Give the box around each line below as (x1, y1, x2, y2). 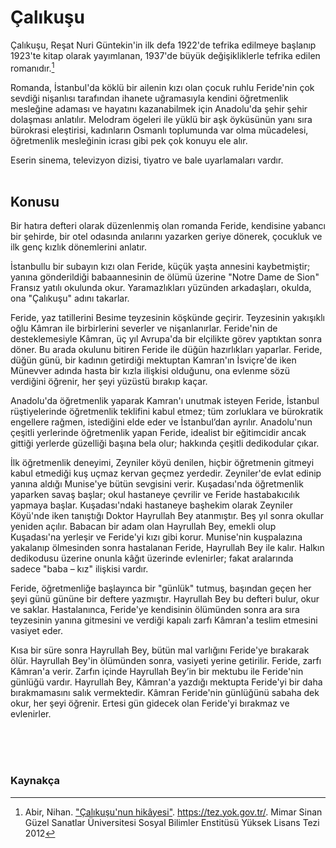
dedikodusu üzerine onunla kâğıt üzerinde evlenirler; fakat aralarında (10, 552, 294, 565)
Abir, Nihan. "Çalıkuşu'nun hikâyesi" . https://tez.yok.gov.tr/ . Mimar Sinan (24, 806, 323, 818)
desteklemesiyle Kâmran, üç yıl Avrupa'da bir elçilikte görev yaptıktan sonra (10, 333, 322, 345)
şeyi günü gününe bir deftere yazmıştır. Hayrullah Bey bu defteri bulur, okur (10, 593, 320, 605)
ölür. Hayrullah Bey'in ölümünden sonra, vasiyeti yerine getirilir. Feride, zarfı (10, 655, 322, 667)
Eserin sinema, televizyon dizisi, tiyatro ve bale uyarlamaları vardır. (10, 154, 284, 166)
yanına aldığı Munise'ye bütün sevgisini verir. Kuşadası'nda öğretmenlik (10, 478, 304, 490)
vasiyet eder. (10, 625, 64, 637)
